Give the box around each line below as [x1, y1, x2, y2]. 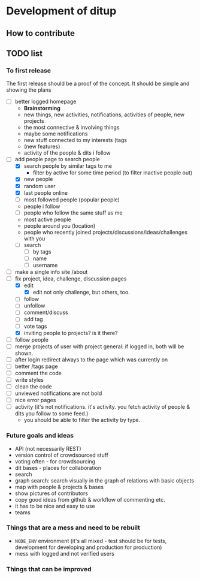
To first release [6, 66, 51, 74]
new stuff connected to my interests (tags [23, 137, 128, 144]
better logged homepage [14, 98, 77, 105]
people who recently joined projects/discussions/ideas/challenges [23, 228, 187, 236]
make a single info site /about [14, 269, 88, 276]
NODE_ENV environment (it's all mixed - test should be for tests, [14, 537, 167, 544]
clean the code [14, 383, 52, 390]
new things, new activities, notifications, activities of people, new [23, 111, 184, 118]
